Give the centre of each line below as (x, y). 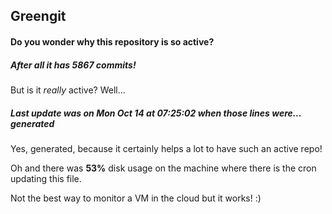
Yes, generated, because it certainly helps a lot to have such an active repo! (166, 148)
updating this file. (46, 178)
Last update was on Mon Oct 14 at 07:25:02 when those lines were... (156, 113)
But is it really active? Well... (68, 90)
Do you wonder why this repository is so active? (112, 41)
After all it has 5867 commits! (73, 65)
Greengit (38, 16)
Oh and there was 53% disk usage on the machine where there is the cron (163, 168)
